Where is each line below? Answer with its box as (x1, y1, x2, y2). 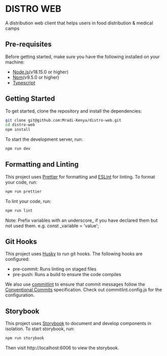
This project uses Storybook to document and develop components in (5, 320, 151, 327)
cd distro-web (5, 123, 36, 128)
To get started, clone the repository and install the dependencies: (5, 108, 142, 114)
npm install (5, 127, 30, 132)
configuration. (5, 292, 35, 298)
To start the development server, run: (5, 136, 83, 142)
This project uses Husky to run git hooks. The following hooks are (5, 251, 143, 257)
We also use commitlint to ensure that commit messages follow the (5, 281, 146, 287)
